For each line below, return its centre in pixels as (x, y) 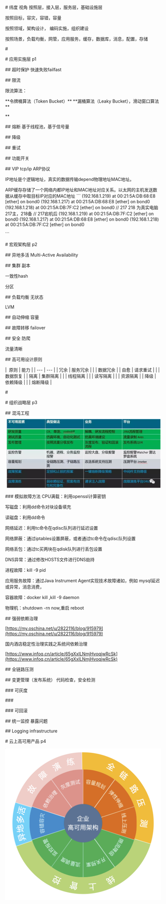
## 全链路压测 (19, 669)
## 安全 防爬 (18, 338)
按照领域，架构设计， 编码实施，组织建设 (47, 28)
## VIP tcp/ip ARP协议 (28, 169)
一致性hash (17, 276)
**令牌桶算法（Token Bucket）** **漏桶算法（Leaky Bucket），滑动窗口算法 (82, 101)
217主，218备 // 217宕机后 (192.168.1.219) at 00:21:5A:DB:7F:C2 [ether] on (80, 214)
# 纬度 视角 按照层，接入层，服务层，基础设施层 (54, 7)
